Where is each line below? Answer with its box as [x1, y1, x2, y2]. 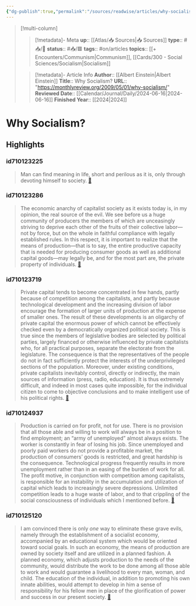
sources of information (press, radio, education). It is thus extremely [20, 376, 184, 383]
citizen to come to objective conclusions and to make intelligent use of [20, 388, 190, 395]
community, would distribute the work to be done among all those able [20, 562, 190, 569]
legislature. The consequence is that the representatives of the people [20, 351, 190, 358]
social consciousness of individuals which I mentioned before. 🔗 [20, 497, 175, 504]
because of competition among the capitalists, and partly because [20, 295, 180, 302]
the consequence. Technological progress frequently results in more [20, 460, 185, 467]
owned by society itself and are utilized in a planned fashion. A [20, 550, 171, 557]
